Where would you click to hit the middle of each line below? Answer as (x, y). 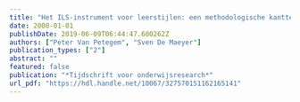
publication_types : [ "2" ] (57, 51)
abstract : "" (33, 59)
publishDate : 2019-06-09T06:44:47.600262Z (89, 34)
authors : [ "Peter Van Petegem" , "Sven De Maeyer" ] (105, 42)
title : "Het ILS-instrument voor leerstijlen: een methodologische (137, 17)
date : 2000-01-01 (42, 26)
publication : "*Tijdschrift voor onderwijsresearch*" (112, 75)
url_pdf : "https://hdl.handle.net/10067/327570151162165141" (125, 83)
